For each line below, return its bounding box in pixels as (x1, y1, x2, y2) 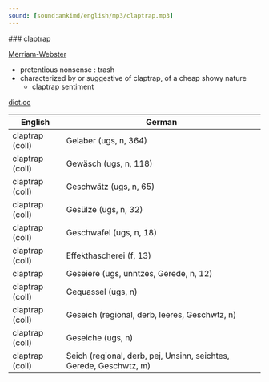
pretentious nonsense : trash (19, 65, 115, 74)
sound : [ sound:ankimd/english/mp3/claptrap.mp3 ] (8, 11, 174, 20)
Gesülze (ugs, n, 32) (66, 203, 143, 215)
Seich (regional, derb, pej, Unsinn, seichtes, (66, 350, 230, 361)
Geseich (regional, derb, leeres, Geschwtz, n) (66, 309, 237, 320)
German (145, 116, 178, 127)
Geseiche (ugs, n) (66, 332, 134, 343)
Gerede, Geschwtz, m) (66, 360, 151, 371)
